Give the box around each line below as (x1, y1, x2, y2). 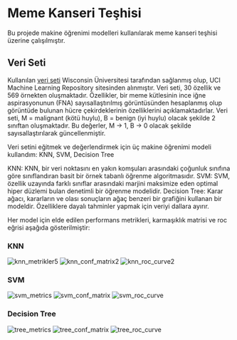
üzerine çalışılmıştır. (7, 36, 65, 44)
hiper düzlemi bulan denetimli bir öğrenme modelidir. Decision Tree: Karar (7, 187, 223, 195)
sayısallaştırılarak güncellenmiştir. (7, 128, 106, 137)
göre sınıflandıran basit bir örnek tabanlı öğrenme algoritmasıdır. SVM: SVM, (7, 171, 230, 180)
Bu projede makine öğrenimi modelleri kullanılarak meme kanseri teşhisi (7, 29, 218, 37)
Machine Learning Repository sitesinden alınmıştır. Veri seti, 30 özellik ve (7, 83, 221, 92)
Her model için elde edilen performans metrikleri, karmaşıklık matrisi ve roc (7, 215, 228, 224)
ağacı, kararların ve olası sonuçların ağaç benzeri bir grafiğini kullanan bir (7, 194, 222, 202)
